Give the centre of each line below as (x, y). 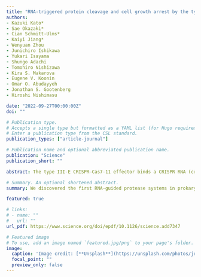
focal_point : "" (32, 260)
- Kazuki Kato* (25, 23)
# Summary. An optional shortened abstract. (63, 182)
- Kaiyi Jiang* (25, 39)
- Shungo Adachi (26, 62)
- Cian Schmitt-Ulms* (33, 34)
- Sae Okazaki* (25, 28)
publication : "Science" (36, 156)
